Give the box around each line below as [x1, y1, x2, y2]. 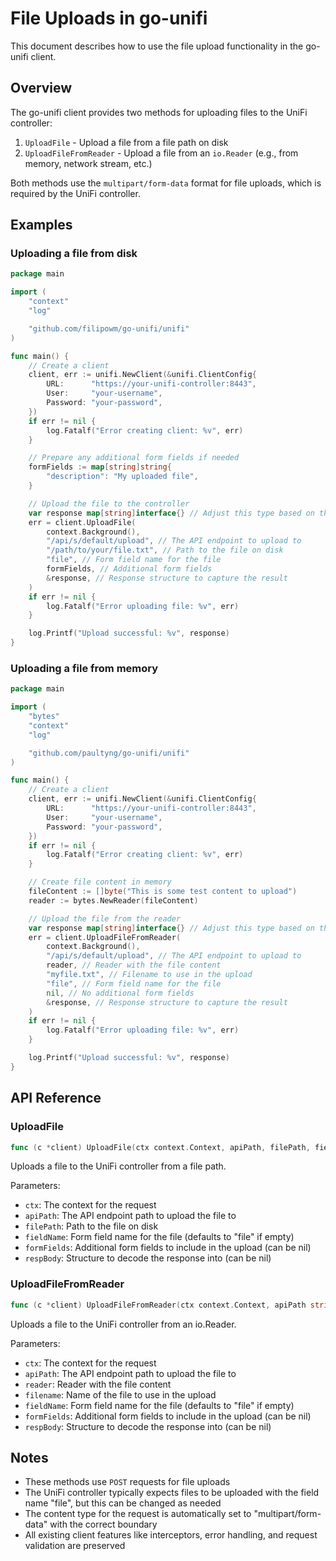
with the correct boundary [49, 1518, 158, 1531]
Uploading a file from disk [10, 247, 138, 261]
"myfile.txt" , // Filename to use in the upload [46, 970, 253, 980]
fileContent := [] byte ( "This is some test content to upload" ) [28, 887, 298, 897]
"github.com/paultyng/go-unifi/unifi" [28, 748, 190, 758]
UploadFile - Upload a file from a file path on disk [24, 136, 229, 148]
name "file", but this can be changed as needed [24, 1497, 222, 1509]
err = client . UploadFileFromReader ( [28, 932, 182, 942]
